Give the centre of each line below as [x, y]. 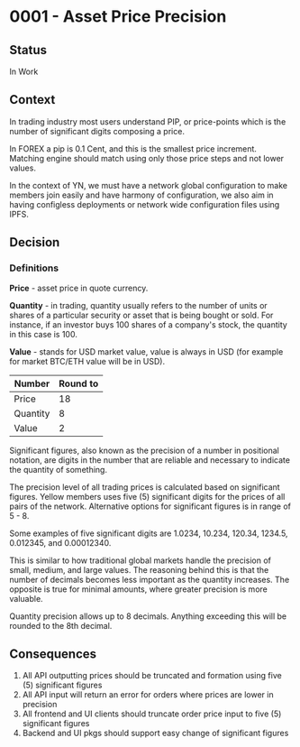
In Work [24, 71]
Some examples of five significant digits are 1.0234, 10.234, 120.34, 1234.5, [149, 533]
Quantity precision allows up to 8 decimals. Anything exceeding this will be [148, 616]
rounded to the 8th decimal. [61, 625]
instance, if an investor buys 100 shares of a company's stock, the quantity [149, 324]
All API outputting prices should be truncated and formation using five [152, 676]
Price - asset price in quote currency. [79, 288]
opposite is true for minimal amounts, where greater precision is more [138, 589]
